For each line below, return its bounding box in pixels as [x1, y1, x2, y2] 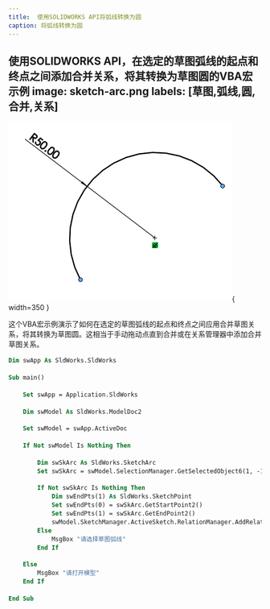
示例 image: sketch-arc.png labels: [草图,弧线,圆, [8, 85, 256, 98]
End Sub [8, 594, 35, 603]
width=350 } [8, 303, 50, 313]
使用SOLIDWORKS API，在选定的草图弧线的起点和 [8, 54, 259, 68]
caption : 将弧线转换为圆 [8, 21, 83, 30]
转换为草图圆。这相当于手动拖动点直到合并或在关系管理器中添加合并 [35, 329, 262, 339]
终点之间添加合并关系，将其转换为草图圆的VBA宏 [8, 69, 253, 83]
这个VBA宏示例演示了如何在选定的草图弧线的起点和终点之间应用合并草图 [8, 319, 248, 329]
